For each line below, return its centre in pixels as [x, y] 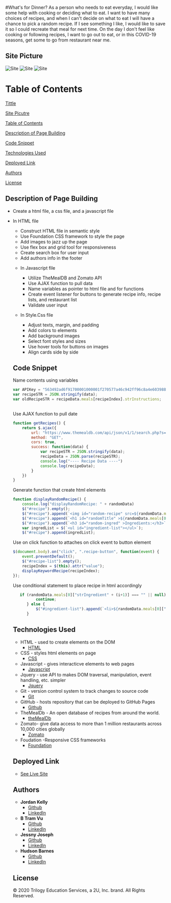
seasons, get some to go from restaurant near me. [58, 40]
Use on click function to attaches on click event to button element [82, 542]
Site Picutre [17, 113]
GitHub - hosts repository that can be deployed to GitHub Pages [88, 702]
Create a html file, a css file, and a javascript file [63, 211]
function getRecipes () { [39, 423]
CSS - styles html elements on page [58, 653]
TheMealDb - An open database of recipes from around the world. [90, 713]
